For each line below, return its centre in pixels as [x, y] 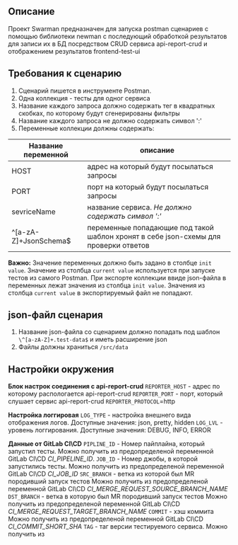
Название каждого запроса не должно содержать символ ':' [110, 120]
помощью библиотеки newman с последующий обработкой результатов [118, 36]
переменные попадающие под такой [151, 227]
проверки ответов [119, 245]
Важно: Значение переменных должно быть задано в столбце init [110, 263]
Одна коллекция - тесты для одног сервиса [84, 98]
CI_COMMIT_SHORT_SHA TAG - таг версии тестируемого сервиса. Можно [118, 527]
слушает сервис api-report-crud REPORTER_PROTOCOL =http [92, 401]
